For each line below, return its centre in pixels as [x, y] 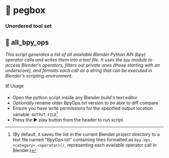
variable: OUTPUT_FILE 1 [35, 114]
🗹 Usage [15, 86]
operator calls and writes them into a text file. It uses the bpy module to [79, 59]
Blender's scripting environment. [39, 75]
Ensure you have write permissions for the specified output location [83, 108]
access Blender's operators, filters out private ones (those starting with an [82, 65]
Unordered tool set [28, 26]
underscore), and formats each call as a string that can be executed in [79, 70]
